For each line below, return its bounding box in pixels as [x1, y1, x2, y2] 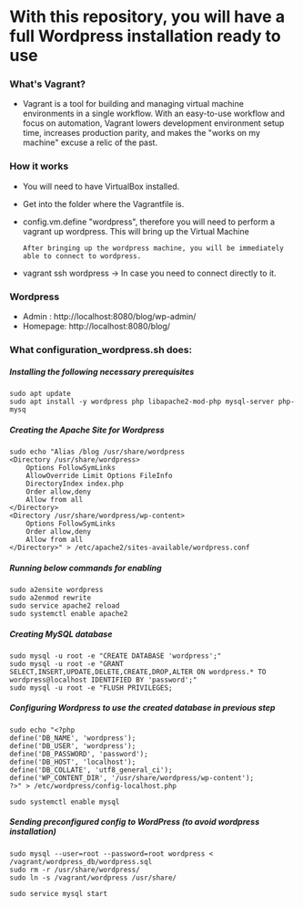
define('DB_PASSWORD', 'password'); [9, 749, 148, 758]
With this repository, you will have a [9, 6, 285, 27]
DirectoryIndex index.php [25, 479, 125, 488]
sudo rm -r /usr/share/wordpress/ [9, 865, 141, 874]
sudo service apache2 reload [9, 600, 120, 610]
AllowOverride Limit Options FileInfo [25, 471, 173, 480]
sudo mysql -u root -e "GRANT [9, 659, 125, 668]
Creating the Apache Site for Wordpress [9, 424, 166, 435]
